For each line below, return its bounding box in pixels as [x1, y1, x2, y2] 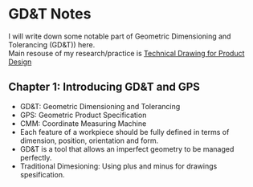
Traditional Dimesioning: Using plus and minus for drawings [19, 161, 218, 171]
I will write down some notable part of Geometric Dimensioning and [8, 31, 231, 41]
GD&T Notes [8, 5, 92, 23]
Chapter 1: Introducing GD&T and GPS [8, 80, 201, 94]
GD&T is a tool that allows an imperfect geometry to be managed [19, 144, 235, 153]
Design [8, 57, 32, 67]
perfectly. [19, 152, 52, 162]
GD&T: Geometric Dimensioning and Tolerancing [19, 101, 181, 111]
